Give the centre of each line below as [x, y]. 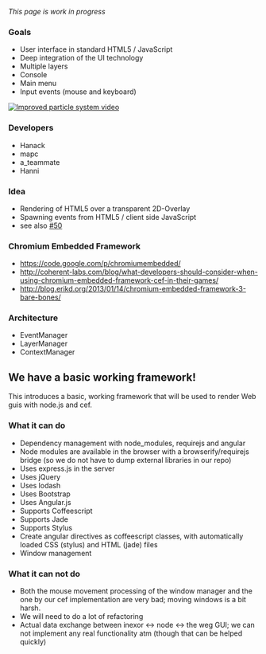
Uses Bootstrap [45, 494]
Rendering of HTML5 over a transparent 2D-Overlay [105, 208]
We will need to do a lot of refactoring [81, 616]
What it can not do [44, 574]
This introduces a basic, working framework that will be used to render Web [132, 397]
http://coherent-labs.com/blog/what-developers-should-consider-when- [139, 272]
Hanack [32, 145]
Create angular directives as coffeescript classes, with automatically [131, 536]
